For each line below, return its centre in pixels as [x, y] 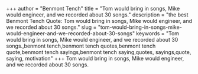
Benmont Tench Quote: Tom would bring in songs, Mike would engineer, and [99, 21]
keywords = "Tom [157, 33]
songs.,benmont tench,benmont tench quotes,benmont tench [81, 46]
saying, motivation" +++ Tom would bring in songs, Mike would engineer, [95, 58]
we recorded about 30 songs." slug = [51, 27]
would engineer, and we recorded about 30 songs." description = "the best [97, 15]
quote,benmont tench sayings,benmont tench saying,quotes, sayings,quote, [99, 52]
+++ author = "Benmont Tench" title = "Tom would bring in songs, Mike [93, 9]
